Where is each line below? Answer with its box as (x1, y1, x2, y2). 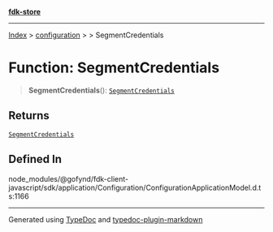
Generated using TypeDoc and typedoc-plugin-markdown (8, 214, 203, 224)
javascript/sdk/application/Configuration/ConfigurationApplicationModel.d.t (8, 183, 262, 192)
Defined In (8, 153, 63, 166)
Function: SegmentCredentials (8, 58, 220, 77)
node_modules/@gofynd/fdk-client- (8, 174, 128, 183)
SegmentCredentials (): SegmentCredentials (28, 85, 175, 95)
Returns (8, 109, 50, 122)
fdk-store (8, 7, 41, 16)
